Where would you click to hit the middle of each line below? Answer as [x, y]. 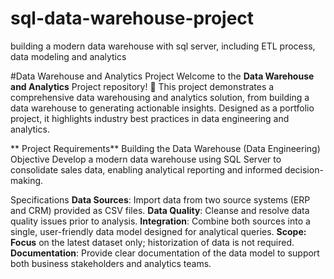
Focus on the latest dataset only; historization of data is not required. [152, 242]
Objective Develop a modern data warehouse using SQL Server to [146, 159]
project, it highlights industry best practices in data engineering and [150, 118]
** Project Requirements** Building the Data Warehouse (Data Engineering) [165, 148]
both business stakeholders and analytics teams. [111, 263]
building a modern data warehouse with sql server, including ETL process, [163, 46]
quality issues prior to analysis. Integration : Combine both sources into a [160, 221]
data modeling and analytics [68, 56]
